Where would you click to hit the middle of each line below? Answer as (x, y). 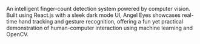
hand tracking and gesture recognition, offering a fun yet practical (101, 21)
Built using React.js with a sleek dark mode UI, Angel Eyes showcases (93, 15)
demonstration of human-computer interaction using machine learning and (99, 28)
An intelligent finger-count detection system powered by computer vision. (98, 9)
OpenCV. (18, 34)
